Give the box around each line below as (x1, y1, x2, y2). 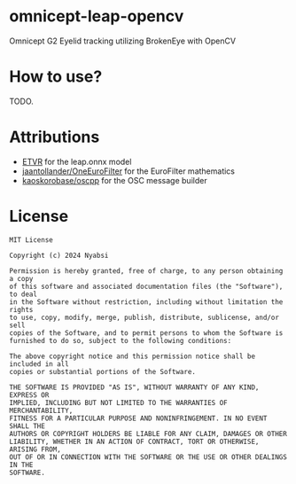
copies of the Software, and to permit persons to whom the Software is (9, 328, 284, 338)
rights (9, 305, 34, 314)
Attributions (9, 127, 100, 147)
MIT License (9, 235, 53, 245)
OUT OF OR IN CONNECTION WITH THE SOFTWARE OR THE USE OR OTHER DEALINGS (9, 452, 288, 462)
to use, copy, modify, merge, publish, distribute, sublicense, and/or (9, 313, 279, 322)
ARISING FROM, (9, 445, 62, 454)
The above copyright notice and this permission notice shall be (9, 352, 255, 361)
